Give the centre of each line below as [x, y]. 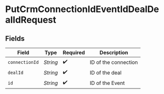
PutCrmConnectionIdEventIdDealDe [82, 9]
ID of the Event [107, 83]
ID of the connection [114, 62]
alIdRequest [31, 20]
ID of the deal [106, 72]
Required [74, 53]
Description [114, 53]
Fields [15, 38]
